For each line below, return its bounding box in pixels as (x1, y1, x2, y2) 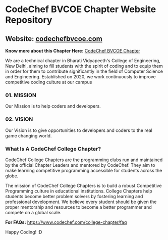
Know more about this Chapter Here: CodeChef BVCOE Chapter (5, 48, 140, 54)
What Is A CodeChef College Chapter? (5, 145, 101, 152)
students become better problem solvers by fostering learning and (5, 193, 143, 199)
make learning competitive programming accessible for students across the (5, 167, 162, 173)
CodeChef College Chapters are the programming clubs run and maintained (5, 157, 163, 163)
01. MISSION (5, 91, 36, 99)
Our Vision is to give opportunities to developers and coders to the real (5, 127, 152, 133)
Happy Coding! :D (5, 229, 42, 235)
